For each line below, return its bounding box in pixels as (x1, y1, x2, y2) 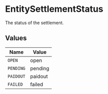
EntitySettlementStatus (5, 3, 104, 15)
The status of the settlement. (5, 20, 64, 26)
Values (5, 34, 27, 42)
